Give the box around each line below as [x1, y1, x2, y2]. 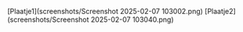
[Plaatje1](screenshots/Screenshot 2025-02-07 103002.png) [7, 7, 203, 16]
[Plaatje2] [204, 7, 236, 16]
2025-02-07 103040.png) [90, 15, 174, 24]
